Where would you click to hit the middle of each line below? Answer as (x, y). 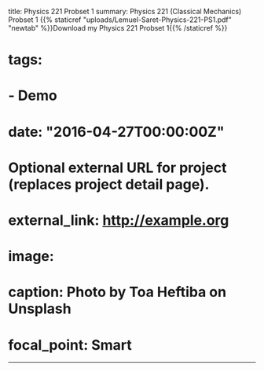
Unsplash (40, 309)
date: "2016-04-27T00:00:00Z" (116, 132)
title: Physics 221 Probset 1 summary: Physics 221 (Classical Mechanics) (125, 11)
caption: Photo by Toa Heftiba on (117, 292)
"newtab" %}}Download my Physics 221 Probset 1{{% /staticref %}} (118, 28)
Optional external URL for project (117, 167)
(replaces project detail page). (109, 184)
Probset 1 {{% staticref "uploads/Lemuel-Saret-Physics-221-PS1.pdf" (120, 20)
